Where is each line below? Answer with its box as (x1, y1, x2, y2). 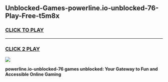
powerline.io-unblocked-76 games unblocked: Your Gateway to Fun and (5, 66, 158, 72)
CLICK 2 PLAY (5, 45, 40, 52)
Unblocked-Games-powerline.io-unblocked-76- (5, 4, 159, 12)
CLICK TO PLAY (5, 27, 44, 34)
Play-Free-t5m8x (5, 12, 60, 20)
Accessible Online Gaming (5, 71, 61, 77)
